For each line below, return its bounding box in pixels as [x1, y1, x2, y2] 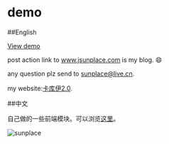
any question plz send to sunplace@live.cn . [7, 69, 135, 78]
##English [7, 28, 37, 36]
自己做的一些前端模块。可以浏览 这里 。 [7, 114, 119, 123]
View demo [7, 41, 40, 50]
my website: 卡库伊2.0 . [7, 83, 72, 93]
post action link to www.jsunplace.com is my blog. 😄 [7, 55, 163, 64]
